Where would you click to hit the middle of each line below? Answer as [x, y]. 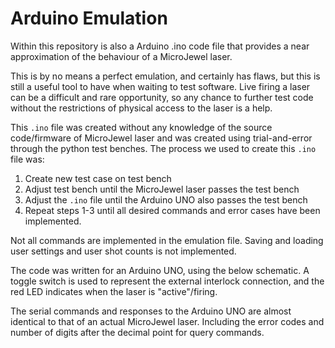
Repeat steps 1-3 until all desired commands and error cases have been [172, 210]
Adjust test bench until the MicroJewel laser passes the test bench [162, 189]
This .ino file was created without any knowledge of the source [141, 127]
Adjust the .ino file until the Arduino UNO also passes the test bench [166, 199]
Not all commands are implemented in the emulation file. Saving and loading [167, 240]
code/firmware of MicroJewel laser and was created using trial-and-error [161, 138]
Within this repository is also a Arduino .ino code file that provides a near [160, 46]
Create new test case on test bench [98, 178]
